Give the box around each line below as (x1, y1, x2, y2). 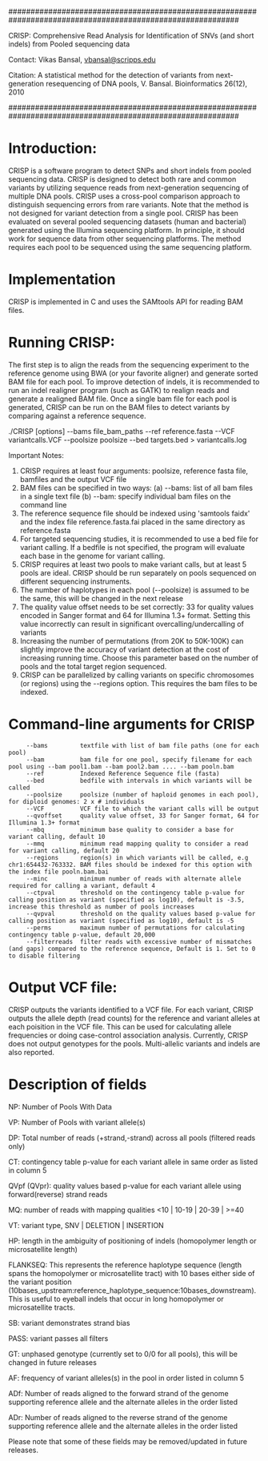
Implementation (8, 271, 116, 289)
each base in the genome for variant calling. (19, 551, 166, 560)
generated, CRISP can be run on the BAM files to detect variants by (8, 402, 230, 411)
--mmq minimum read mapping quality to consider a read (26, 840, 249, 848)
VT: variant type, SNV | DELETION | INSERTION (8, 1220, 164, 1230)
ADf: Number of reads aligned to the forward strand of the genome (8, 1388, 230, 1398)
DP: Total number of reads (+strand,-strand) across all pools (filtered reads (8, 1133, 256, 1142)
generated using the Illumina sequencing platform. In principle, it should (8, 225, 246, 235)
